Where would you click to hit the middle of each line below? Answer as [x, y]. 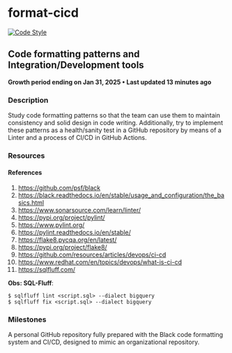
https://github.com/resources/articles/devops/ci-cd [92, 255]
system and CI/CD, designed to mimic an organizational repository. [104, 342]
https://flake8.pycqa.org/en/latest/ [67, 240]
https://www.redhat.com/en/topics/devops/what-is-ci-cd [100, 262]
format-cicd [44, 13]
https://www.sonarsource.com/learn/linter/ [79, 210]
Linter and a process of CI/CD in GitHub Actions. [77, 138]
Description [28, 100]
